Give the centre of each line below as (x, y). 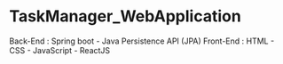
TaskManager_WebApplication (125, 16)
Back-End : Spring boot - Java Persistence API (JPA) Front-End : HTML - (142, 41)
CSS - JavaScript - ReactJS (60, 50)
